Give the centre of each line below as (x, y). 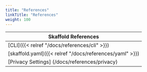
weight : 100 (18, 19)
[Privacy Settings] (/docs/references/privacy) (63, 62)
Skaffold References (73, 37)
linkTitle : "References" (32, 15)
